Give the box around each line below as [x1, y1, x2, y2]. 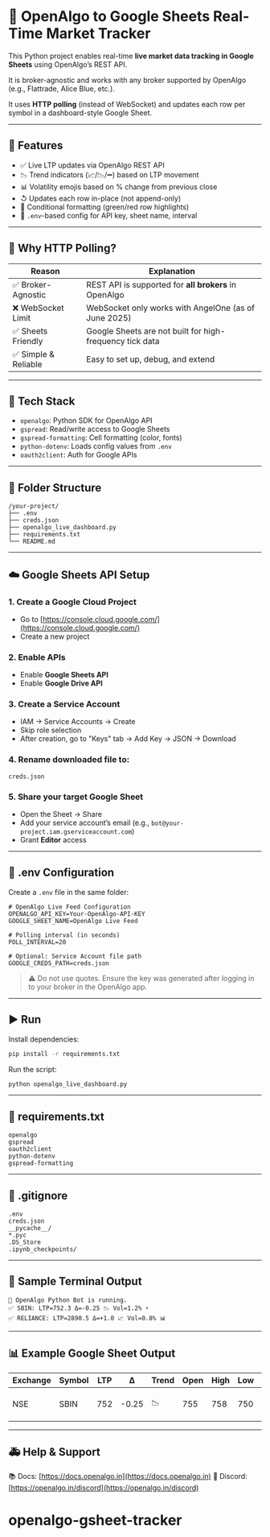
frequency [86, 335, 125, 346]
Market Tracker [46, 24, 151, 43]
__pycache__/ [8, 1224, 52, 1232]
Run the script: [8, 1064, 57, 1074]
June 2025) [86, 312, 132, 323]
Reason [31, 265, 60, 276]
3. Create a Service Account [8, 698, 121, 710]
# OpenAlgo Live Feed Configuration [8, 902, 131, 911]
